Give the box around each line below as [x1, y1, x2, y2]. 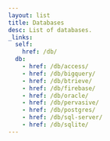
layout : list [8, 11, 51, 20]
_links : [8, 33, 34, 42]
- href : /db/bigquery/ [22, 70, 96, 78]
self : [15, 41, 34, 49]
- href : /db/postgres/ [22, 107, 96, 114]
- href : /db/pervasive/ [22, 99, 100, 107]
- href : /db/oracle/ [22, 92, 89, 99]
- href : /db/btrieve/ [22, 77, 92, 85]
